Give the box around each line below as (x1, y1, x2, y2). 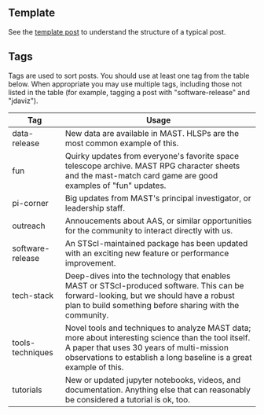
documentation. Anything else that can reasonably (64, 384, 251, 395)
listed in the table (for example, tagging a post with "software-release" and (8, 87, 250, 97)
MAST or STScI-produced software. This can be (64, 280, 244, 291)
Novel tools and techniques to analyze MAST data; (64, 322, 251, 333)
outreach (12, 220, 46, 231)
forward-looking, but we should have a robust (64, 290, 235, 301)
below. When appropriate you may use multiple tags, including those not (8, 79, 242, 89)
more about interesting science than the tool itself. (64, 332, 251, 343)
